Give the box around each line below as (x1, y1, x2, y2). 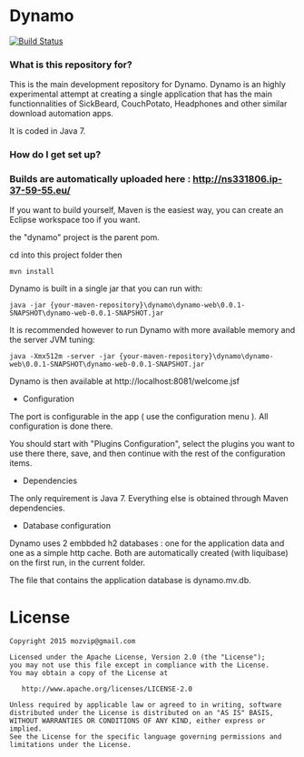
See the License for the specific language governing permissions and (9, 732, 282, 742)
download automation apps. (9, 108, 113, 119)
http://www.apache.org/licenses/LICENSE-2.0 (21, 684, 193, 694)
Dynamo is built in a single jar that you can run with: (9, 283, 202, 294)
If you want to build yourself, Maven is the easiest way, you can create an (9, 205, 284, 216)
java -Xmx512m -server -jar (9, 352, 116, 361)
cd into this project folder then (9, 249, 123, 260)
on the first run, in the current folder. (9, 557, 146, 569)
